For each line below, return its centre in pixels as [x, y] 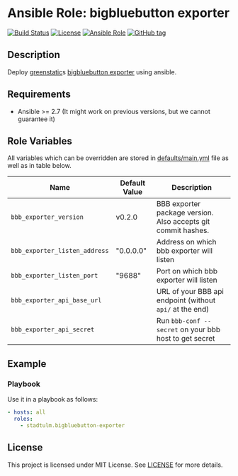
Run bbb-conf [178, 321]
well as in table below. [40, 166]
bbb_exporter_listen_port [55, 276]
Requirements [39, 95]
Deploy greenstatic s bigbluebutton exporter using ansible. [92, 72]
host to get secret [186, 339]
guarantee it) [36, 119]
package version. [185, 212]
